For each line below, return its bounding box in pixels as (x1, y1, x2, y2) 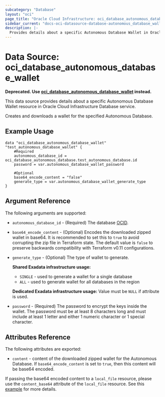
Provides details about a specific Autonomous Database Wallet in (9, 30, 148, 35)
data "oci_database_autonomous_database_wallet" (5, 140, 107, 145)
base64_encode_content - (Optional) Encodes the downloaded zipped (12, 229, 151, 235)
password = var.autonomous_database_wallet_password (14, 162, 124, 167)
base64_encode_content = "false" (14, 175, 82, 180)
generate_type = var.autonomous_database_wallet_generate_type (14, 179, 146, 184)
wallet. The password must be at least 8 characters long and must (12, 308, 146, 314)
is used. (12, 293, 28, 299)
